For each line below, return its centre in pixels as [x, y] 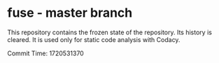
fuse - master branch [70, 13]
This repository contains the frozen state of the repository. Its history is [109, 32]
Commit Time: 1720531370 [45, 53]
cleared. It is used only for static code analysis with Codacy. [94, 39]
